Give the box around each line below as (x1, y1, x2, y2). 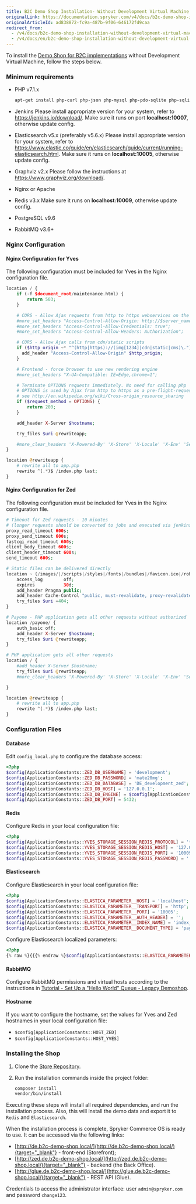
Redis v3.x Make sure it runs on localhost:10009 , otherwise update (14, 197, 177, 204)
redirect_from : (6, 25, 43, 31)
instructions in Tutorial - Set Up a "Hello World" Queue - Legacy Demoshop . (6, 985, 188, 992)
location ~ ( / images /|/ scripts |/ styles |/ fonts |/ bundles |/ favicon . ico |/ (6, 571, 184, 577)
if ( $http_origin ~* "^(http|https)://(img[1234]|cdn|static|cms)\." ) (16, 345, 192, 351)
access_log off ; (16, 577, 75, 582)
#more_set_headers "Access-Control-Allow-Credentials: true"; (16, 323, 171, 329)
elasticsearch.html (14, 151, 59, 158)
